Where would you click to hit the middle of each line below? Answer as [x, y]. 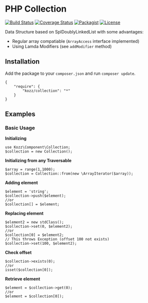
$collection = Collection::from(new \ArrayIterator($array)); [69, 174]
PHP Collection [36, 9]
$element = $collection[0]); [34, 296]
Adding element [21, 183]
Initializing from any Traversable [38, 161]
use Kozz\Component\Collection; [38, 147]
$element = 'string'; [27, 192]
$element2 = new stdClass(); [34, 222]
